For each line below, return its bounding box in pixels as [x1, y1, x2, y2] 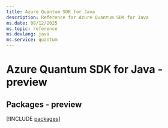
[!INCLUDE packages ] [6, 115, 61, 122]
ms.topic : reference [6, 25, 58, 32]
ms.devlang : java [6, 31, 50, 37]
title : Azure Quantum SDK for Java [6, 8, 95, 15]
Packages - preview [6, 99, 82, 109]
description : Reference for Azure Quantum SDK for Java [6, 14, 149, 20]
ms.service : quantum [6, 37, 58, 43]
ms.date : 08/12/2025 [6, 20, 58, 26]
